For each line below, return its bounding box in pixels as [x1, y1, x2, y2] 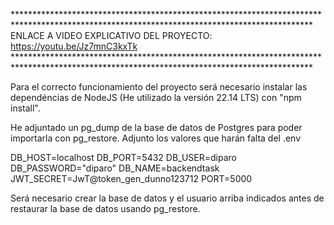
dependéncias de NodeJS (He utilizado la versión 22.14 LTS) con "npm [10, 92, 302, 103]
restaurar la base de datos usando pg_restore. [10, 203, 201, 214]
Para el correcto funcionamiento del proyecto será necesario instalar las [10, 81, 308, 93]
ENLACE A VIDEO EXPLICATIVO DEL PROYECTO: [10, 30, 213, 41]
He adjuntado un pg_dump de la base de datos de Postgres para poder [10, 122, 303, 133]
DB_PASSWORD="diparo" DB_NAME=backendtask [10, 162, 220, 174]
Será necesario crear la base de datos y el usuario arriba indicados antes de [10, 192, 325, 204]
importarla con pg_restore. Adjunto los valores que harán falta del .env [10, 132, 302, 144]
